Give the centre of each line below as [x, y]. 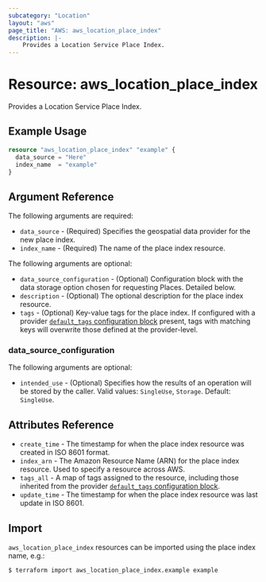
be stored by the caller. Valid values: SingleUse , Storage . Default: [125, 391]
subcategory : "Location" [49, 16]
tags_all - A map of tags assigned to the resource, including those [129, 478]
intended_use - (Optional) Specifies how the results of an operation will [135, 383]
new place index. [48, 240]
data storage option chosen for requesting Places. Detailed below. [128, 288]
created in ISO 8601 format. [65, 452]
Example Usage [48, 132]
